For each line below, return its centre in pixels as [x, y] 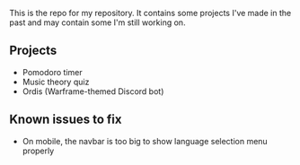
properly [38, 151]
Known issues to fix [66, 120]
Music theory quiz [56, 82]
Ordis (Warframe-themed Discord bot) [93, 91]
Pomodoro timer [52, 72]
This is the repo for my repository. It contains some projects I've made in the [150, 13]
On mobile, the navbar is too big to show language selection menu [145, 141]
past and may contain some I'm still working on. [97, 22]
